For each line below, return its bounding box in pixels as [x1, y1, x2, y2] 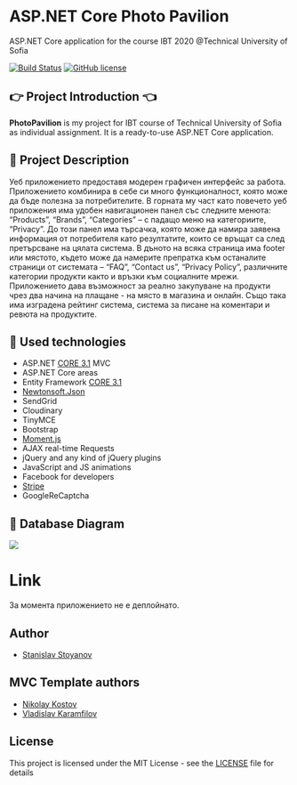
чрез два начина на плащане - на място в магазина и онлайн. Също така [9, 289, 286, 300]
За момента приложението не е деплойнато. [9, 600, 180, 611]
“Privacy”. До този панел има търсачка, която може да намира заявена [9, 223, 281, 234]
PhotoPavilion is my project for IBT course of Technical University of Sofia [9, 117, 283, 128]
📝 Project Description [9, 153, 130, 168]
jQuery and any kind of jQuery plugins [21, 452, 162, 464]
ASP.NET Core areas [21, 368, 99, 378]
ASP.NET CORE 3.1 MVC [21, 358, 111, 368]
